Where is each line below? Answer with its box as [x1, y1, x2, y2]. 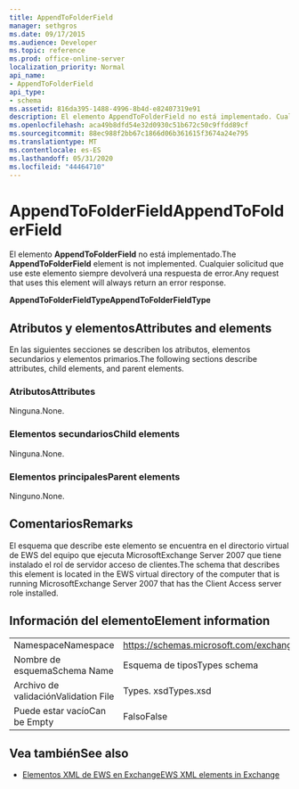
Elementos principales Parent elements [9, 470, 181, 482]
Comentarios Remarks [9, 516, 133, 531]
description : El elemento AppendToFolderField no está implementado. [9, 112, 273, 121]
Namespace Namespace [13, 638, 115, 651]
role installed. [9, 588, 60, 598]
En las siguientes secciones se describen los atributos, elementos [9, 344, 251, 355]
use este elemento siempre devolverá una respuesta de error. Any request [9, 268, 279, 279]
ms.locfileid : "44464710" [9, 162, 105, 171]
